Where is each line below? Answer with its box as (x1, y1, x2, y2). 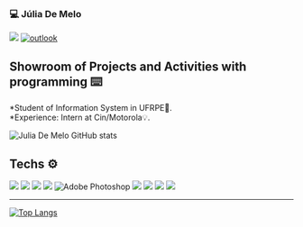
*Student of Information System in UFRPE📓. (9, 103, 173, 113)
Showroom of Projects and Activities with (9, 59, 247, 74)
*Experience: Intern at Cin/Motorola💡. (9, 112, 151, 123)
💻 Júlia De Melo (9, 7, 82, 20)
